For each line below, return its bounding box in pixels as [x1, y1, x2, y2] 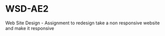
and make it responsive [5, 25, 55, 31]
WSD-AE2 [5, 3, 49, 15]
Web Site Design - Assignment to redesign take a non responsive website [5, 20, 160, 26]
